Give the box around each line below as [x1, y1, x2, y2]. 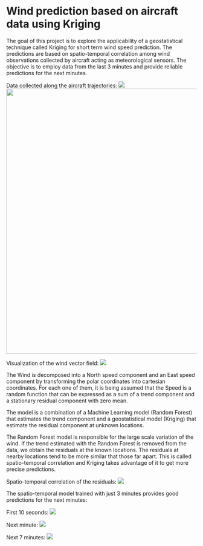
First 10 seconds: [6, 508, 49, 516]
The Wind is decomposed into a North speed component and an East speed [6, 371, 195, 378]
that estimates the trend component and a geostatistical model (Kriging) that [6, 415, 196, 422]
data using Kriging [6, 17, 101, 31]
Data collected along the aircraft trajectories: [6, 82, 118, 89]
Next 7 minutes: [6, 533, 45, 541]
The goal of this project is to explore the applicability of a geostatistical [6, 37, 183, 44]
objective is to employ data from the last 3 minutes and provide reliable [6, 62, 183, 70]
